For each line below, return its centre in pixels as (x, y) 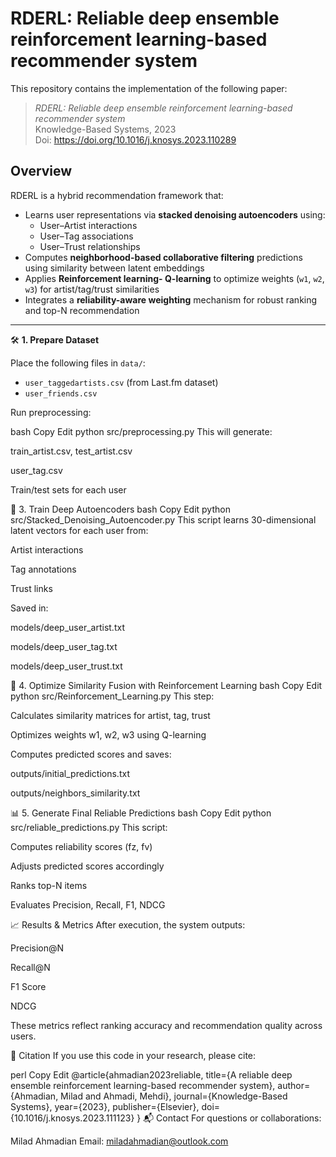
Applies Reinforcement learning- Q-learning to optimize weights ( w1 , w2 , (174, 278)
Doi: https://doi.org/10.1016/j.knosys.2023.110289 (135, 139)
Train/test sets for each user (68, 489)
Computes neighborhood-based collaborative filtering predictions (163, 257)
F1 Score (28, 986)
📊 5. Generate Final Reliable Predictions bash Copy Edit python (141, 813)
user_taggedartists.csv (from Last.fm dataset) (121, 382)
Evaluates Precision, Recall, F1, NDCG (88, 904)
